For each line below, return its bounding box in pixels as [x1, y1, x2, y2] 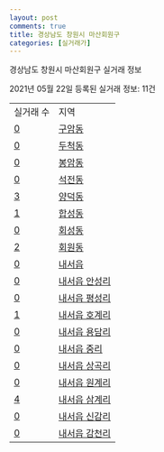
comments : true [9, 22, 67, 31]
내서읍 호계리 [58, 309, 111, 321]
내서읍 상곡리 [58, 360, 111, 373]
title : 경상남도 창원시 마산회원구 [9, 30, 120, 39]
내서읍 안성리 [58, 275, 111, 288]
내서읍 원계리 [58, 376, 111, 389]
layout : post [9, 13, 59, 23]
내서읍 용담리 [58, 326, 111, 338]
